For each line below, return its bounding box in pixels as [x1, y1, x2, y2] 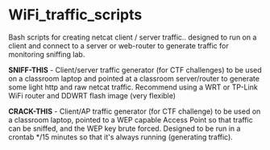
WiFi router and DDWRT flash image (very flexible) [8, 90, 176, 100]
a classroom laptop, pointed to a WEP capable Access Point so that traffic [8, 115, 253, 124]
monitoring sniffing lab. [8, 49, 85, 59]
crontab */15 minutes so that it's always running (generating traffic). [8, 131, 234, 142]
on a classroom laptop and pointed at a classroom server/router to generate [8, 73, 260, 83]
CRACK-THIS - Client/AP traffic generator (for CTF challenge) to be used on [8, 106, 261, 116]
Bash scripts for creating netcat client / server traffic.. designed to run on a [8, 32, 257, 42]
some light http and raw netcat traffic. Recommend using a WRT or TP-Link [8, 82, 258, 92]
